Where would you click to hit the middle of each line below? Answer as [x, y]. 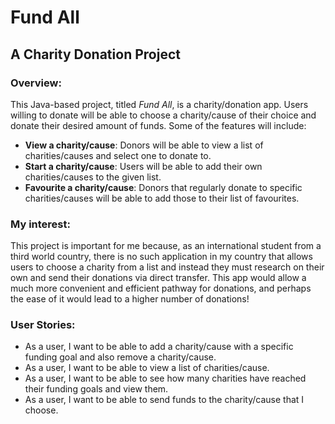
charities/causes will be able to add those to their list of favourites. [162, 198]
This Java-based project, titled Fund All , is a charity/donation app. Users [159, 104]
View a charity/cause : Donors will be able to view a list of [144, 145]
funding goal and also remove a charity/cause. [120, 357]
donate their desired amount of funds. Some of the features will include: [158, 125]
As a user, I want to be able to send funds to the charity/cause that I [164, 400]
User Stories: [43, 325]
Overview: [36, 83]
